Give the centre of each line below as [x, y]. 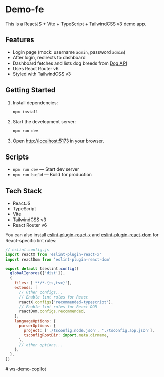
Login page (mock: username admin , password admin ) [69, 52]
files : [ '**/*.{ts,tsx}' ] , [43, 283]
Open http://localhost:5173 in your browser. [58, 141]
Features [20, 40]
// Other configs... [41, 292]
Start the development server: [44, 122]
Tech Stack [24, 191]
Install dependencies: [35, 102]
